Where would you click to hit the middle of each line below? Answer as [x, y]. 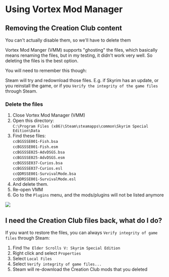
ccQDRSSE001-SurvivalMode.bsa [44, 174]
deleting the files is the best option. [42, 61]
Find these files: [29, 136]
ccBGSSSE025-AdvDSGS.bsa [39, 152]
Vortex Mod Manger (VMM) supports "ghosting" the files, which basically [81, 50]
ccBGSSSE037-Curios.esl [38, 169]
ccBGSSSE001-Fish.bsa [35, 142]
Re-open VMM [28, 190]
